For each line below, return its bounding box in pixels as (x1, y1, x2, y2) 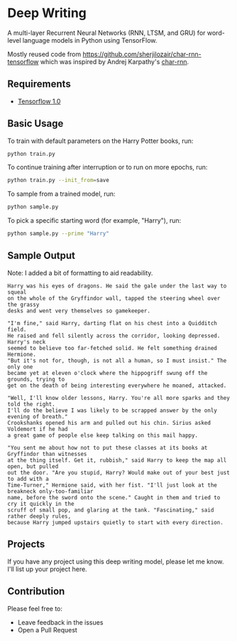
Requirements (7, 78, 71, 90)
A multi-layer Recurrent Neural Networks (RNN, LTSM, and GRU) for (7, 28, 206, 37)
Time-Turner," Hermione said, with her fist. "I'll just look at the (7, 482, 218, 489)
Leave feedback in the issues (17, 618, 104, 627)
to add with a (7, 475, 50, 482)
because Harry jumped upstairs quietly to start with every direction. (7, 519, 224, 526)
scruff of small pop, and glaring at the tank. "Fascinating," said (7, 507, 214, 514)
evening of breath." (7, 413, 69, 420)
